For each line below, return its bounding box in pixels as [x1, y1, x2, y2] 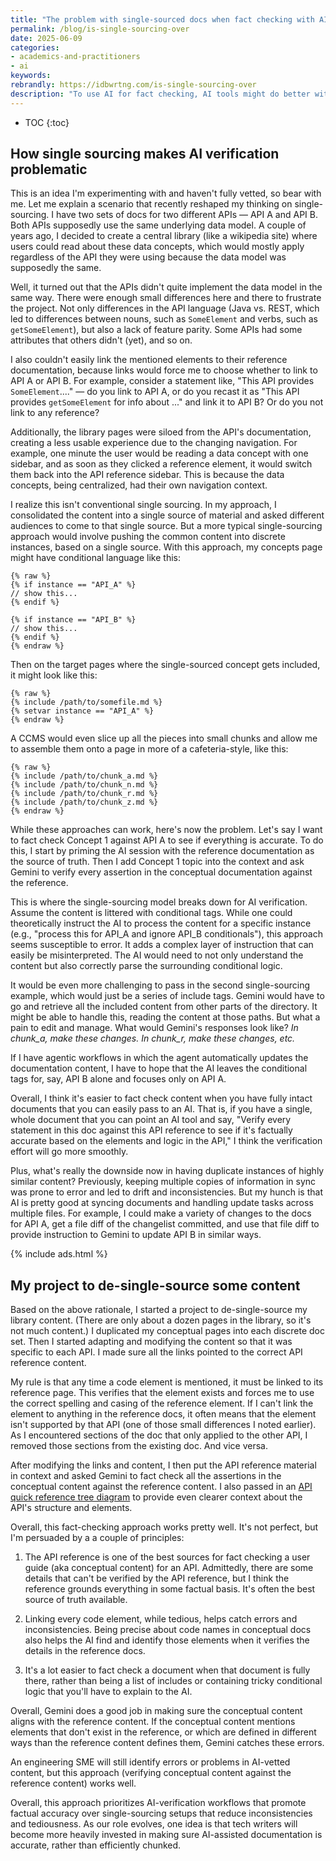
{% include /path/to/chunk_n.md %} [10, 780, 159, 790]
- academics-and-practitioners [10, 52, 141, 62]
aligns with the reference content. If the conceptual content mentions [10, 1716, 296, 1728]
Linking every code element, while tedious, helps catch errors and [24, 1613, 298, 1625]
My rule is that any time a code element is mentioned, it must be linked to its [10, 1376, 324, 1388]
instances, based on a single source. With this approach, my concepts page [10, 541, 323, 553]
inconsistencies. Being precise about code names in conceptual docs [24, 1624, 312, 1636]
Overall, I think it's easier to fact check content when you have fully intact [10, 1092, 313, 1105]
